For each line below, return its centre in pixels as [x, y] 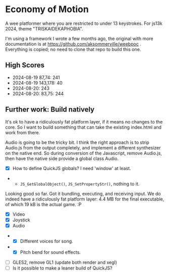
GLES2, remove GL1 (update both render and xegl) [65, 262]
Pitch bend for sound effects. [50, 252]
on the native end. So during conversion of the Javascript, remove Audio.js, [84, 153]
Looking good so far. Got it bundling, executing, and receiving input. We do [83, 193]
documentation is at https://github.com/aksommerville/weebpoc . [73, 44]
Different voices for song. [46, 241]
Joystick [21, 220]
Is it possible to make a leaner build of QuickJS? [62, 268]
